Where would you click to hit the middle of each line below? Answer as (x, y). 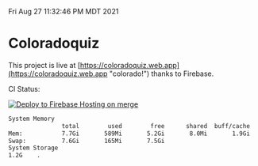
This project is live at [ (44, 65)
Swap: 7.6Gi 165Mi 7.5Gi (87, 141)
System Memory (32, 119)
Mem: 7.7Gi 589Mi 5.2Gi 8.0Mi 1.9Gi (129, 134)
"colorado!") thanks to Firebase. (162, 74)
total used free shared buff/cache (156, 126)
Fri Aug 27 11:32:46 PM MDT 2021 (64, 11)
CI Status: (24, 89)
